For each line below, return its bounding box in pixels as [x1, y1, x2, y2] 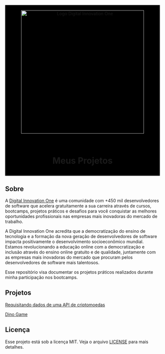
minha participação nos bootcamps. [5, 275, 78, 280]
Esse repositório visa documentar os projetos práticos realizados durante [5, 269, 153, 275]
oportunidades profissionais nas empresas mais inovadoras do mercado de [5, 213, 158, 219]
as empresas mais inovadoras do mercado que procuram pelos [5, 254, 133, 260]
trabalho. [5, 219, 24, 224]
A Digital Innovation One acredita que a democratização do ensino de [5, 228, 146, 234]
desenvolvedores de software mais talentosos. [5, 260, 100, 265]
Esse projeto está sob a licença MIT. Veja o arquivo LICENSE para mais [5, 339, 149, 345]
